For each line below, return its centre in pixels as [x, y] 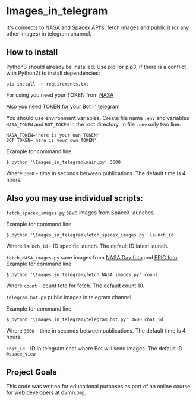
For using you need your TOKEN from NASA [60, 95]
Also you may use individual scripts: [75, 198]
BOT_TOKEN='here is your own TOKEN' [51, 140]
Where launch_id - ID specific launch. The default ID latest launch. [88, 246]
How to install [32, 53]
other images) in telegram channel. [49, 33]
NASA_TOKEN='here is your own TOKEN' [53, 135]
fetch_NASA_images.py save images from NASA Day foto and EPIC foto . [93, 257]
